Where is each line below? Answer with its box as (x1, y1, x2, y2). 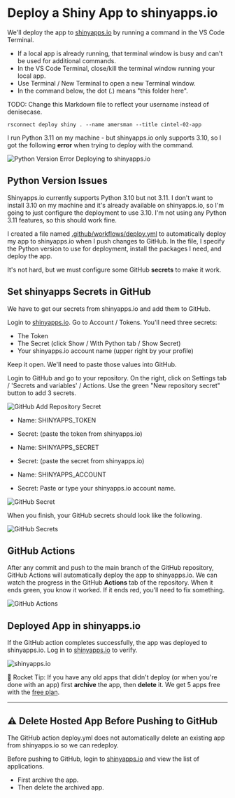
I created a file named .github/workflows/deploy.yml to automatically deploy (7, 230, 226, 238)
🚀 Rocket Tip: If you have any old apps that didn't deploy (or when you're (7, 673, 218, 681)
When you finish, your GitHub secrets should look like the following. (7, 511, 203, 519)
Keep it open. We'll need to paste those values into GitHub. (7, 360, 177, 368)
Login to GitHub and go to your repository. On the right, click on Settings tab (7, 373, 227, 382)
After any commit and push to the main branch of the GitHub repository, (7, 564, 215, 572)
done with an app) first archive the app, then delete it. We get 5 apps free (7, 681, 220, 689)
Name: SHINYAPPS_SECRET (17, 443, 99, 451)
